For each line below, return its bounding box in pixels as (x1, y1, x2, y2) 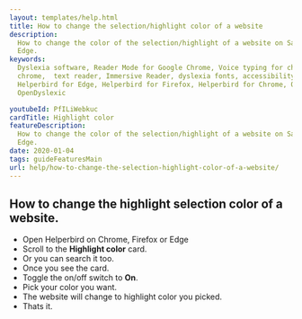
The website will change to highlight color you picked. (22, 291, 223, 302)
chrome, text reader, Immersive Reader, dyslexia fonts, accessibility (17, 72, 296, 81)
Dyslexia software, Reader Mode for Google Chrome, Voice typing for (17, 64, 283, 73)
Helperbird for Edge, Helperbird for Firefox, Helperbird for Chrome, (17, 80, 288, 89)
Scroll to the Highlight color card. (22, 244, 147, 254)
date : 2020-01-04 (9, 146, 75, 155)
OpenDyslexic (17, 88, 67, 97)
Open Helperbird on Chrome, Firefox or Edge (22, 235, 189, 245)
